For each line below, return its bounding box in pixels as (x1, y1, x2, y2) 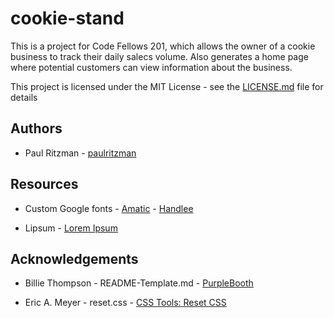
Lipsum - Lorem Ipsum (24, 222, 118, 234)
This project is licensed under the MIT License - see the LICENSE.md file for (10, 80, 324, 92)
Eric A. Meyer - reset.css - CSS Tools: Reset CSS (24, 297, 227, 309)
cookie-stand (10, 7, 125, 30)
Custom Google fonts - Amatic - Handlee (24, 202, 194, 214)
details (10, 91, 38, 103)
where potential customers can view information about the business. (10, 61, 293, 73)
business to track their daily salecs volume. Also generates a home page (10, 50, 309, 62)
